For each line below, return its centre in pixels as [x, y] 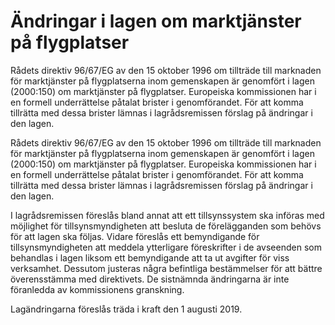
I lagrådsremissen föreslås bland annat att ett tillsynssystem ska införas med [167, 215]
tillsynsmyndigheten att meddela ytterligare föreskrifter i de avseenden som [166, 247]
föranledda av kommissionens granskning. [97, 289]
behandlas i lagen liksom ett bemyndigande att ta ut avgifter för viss [150, 257]
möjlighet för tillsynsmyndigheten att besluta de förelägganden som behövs [166, 226]
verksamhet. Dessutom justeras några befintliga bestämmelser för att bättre [166, 268]
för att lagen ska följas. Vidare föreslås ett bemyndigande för [135, 236]
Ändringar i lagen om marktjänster [156, 21]
